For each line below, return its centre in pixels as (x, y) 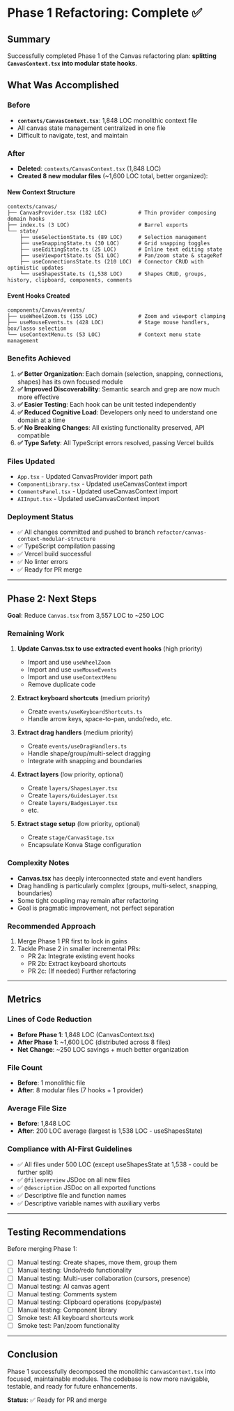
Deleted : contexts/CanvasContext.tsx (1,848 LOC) (89, 168)
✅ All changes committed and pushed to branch (86, 532)
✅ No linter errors (42, 562)
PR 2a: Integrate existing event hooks (81, 956)
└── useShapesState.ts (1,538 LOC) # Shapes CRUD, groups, (114, 274)
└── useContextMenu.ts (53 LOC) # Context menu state (104, 335)
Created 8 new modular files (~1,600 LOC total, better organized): (112, 175)
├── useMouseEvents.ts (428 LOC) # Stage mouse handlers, (109, 323)
